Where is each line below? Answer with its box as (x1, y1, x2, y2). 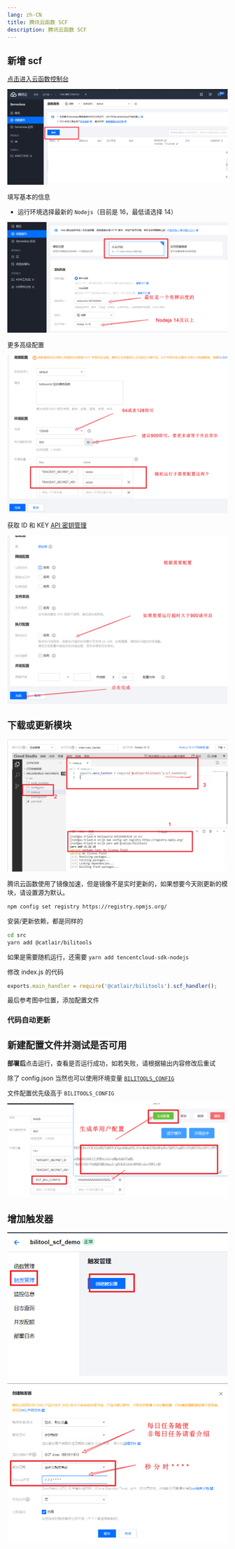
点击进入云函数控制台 (7, 74, 69, 84)
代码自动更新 (7, 1015, 51, 1025)
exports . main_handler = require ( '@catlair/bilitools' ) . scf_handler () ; (7, 982, 218, 989)
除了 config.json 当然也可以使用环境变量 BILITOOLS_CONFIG (7, 1074, 175, 1083)
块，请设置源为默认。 (7, 888, 69, 897)
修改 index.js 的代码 (7, 968, 64, 976)
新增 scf (7, 55, 43, 67)
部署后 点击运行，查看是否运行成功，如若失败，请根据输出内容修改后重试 (7, 1059, 215, 1067)
